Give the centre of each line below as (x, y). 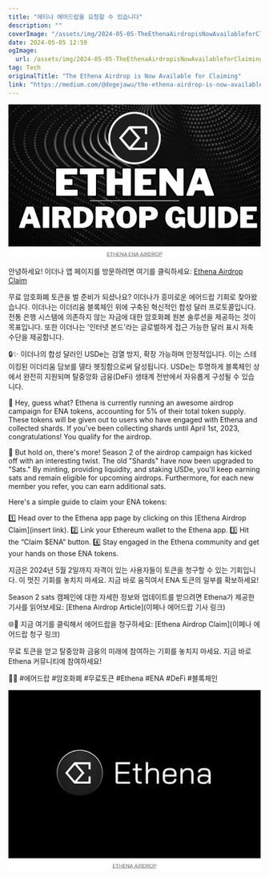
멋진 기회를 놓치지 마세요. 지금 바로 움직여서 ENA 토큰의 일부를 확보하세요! (143, 580)
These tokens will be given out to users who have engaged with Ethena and (133, 419)
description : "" (35, 25)
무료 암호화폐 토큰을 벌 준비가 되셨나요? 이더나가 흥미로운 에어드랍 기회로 (122, 297)
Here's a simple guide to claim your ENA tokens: (88, 502)
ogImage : (23, 51)
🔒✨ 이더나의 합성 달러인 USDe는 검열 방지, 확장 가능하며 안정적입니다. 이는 (125, 354)
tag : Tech (25, 68)
